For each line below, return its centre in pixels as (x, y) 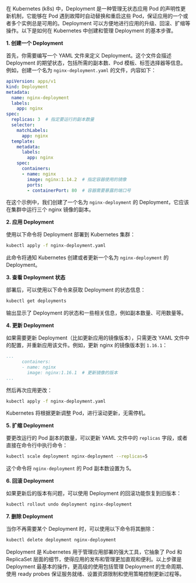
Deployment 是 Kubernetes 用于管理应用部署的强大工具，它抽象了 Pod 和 (94, 552)
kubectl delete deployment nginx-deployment (61, 540)
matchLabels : (32, 130)
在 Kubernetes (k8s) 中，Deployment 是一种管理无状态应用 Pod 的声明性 (93, 9)
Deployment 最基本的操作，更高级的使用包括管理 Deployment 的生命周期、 (96, 567)
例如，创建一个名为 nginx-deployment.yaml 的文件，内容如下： (81, 70)
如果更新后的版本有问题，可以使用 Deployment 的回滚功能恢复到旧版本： (94, 493)
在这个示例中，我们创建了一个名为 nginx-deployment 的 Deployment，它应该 (97, 202)
